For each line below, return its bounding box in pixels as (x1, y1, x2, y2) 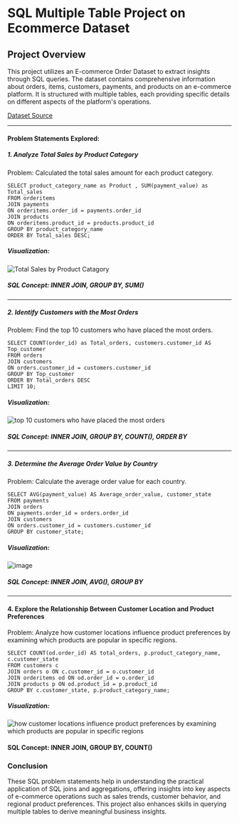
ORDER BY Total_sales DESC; (7, 232, 91, 239)
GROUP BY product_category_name (7, 225, 103, 232)
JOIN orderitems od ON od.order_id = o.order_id (7, 674, 154, 682)
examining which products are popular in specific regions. (7, 635, 178, 644)
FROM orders (7, 352, 43, 360)
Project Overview (7, 48, 86, 60)
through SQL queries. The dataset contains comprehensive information (7, 75, 216, 83)
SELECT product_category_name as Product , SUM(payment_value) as (7, 182, 208, 189)
